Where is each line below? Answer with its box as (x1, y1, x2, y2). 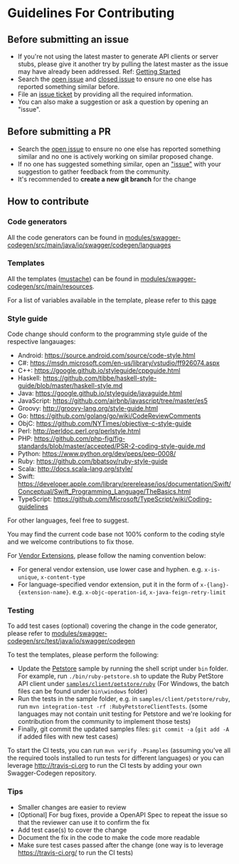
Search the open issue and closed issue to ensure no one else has (17, 75, 213, 83)
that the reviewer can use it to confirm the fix (17, 818, 150, 826)
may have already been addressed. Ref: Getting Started (17, 68, 181, 75)
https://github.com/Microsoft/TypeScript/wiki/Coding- (53, 495, 212, 503)
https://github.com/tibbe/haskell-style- (42, 374, 157, 382)
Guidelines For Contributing (7, 5, 175, 21)
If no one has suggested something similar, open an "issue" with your (17, 159, 222, 168)
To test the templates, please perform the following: (7, 650, 159, 659)
